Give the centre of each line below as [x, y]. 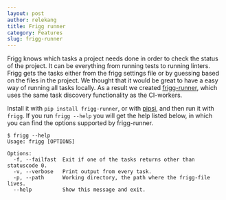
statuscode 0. [27, 166]
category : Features [35, 33]
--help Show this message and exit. [80, 190]
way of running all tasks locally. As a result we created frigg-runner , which [112, 88]
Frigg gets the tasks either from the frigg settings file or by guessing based [113, 74]
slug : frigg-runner [35, 39]
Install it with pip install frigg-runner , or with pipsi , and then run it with [111, 109]
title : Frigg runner [37, 26]
